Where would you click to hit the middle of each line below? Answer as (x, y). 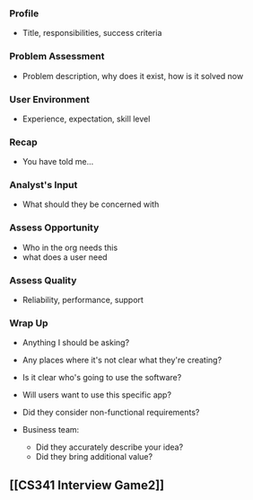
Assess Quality (43, 280)
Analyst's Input (44, 185)
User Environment (49, 99)
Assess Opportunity (54, 228)
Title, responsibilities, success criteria (92, 33)
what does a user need (65, 257)
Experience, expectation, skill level (86, 119)
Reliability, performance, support (83, 300)
